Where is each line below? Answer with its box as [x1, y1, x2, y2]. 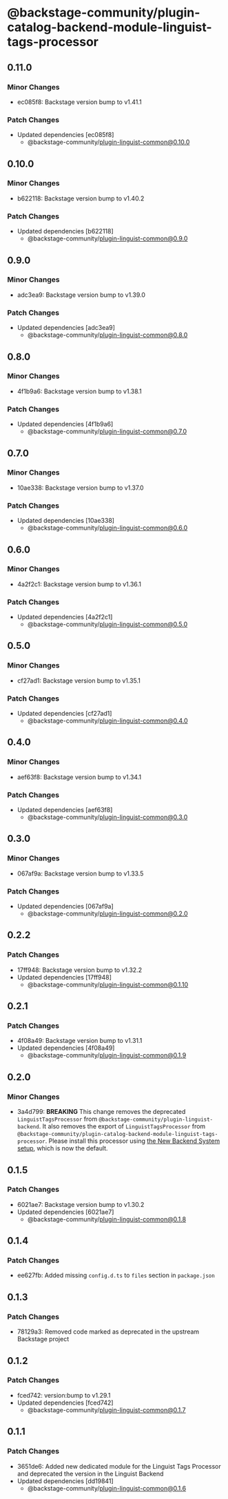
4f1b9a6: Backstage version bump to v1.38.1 [17, 387, 143, 395]
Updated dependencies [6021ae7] [17, 1208, 114, 1216]
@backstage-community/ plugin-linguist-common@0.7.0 [27, 427, 187, 435]
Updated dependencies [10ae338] [17, 517, 115, 525]
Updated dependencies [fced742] [17, 1398, 114, 1407]
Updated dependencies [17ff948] [17, 973, 112, 981]
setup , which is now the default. [17, 1144, 108, 1152]
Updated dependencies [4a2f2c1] [17, 613, 113, 621]
